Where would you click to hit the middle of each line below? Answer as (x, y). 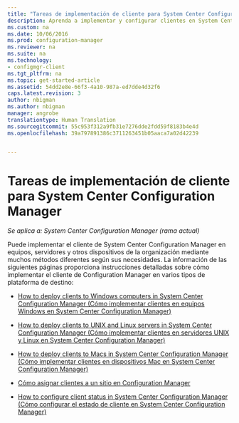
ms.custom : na (28, 27)
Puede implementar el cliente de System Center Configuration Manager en (117, 245)
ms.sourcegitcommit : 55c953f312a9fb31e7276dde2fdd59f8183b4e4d (103, 126)
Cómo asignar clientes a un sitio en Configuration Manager (104, 383)
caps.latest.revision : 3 (44, 93)
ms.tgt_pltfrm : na (34, 73)
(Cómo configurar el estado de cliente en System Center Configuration (121, 404)
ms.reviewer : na (31, 47)
